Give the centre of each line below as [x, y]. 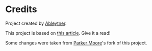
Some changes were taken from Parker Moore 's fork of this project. [76, 43]
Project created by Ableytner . [36, 23]
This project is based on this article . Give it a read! [58, 33]
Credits [21, 9]
